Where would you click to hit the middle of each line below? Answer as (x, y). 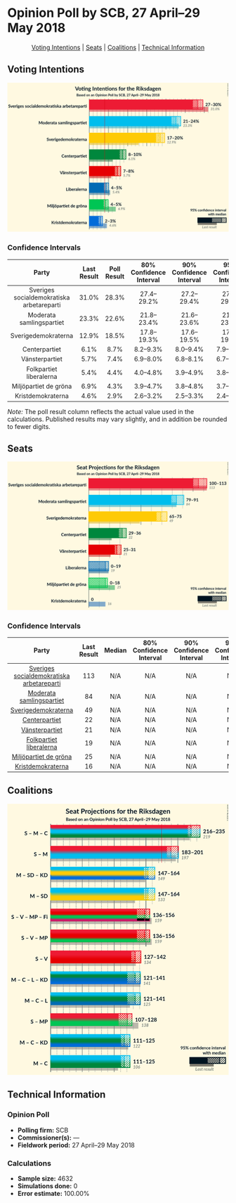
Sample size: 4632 (45, 1178)
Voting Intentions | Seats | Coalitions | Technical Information (118, 47)
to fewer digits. (29, 426)
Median (116, 650)
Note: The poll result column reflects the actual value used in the (101, 411)
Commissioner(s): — (48, 1138)
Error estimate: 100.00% (53, 1194)
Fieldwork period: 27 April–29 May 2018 (76, 1145)
